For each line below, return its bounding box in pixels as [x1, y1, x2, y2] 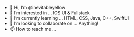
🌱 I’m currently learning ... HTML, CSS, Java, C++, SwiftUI [9, 15, 129, 21]
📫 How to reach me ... [9, 26, 56, 32]
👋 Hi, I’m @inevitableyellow [9, 5, 66, 10]
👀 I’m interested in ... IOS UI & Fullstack [9, 10, 90, 16]
